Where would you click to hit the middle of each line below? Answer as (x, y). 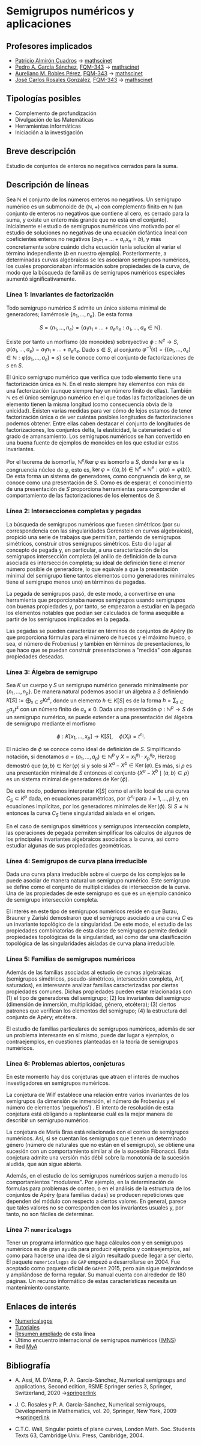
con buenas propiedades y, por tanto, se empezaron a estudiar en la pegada (100, 606)
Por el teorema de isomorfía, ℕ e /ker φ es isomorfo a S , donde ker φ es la (95, 461)
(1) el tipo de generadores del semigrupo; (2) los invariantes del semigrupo (98, 997)
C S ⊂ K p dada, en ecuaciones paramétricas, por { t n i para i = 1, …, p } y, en (97, 798)
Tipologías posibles (44, 98)
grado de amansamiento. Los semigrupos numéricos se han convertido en (98, 436)
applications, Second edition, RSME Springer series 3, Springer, (94, 1386)
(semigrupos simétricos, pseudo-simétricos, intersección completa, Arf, (95, 978)
